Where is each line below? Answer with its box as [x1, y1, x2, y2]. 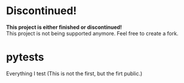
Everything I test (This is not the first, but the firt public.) [6, 69, 143, 77]
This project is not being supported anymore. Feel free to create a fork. [6, 29, 179, 36]
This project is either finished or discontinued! [6, 24, 122, 31]
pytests [6, 51, 44, 64]
